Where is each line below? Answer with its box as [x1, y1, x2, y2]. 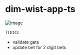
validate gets [12, 39, 39, 45]
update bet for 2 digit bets [12, 44, 66, 50]
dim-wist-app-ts [5, 3, 76, 15]
